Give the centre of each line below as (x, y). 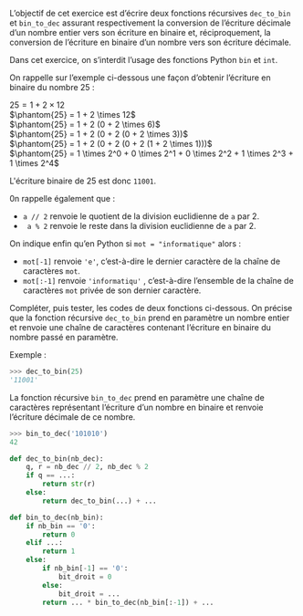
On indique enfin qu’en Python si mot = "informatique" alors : (125, 244)
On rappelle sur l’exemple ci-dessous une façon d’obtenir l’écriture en (140, 78)
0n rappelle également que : (63, 198)
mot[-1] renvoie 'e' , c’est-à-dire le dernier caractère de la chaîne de (151, 261)
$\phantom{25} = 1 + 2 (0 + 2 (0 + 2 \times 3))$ (99, 134)
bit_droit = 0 (85, 577)
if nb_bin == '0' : (61, 526)
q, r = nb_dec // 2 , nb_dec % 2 (87, 467)
